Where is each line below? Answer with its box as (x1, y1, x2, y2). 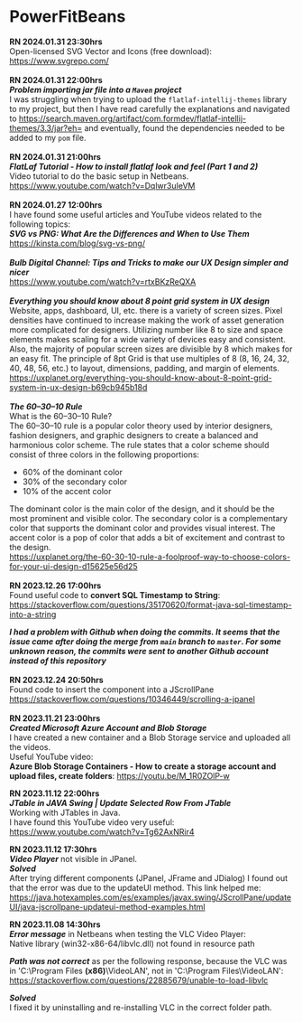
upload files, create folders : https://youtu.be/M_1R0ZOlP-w (9, 770, 230, 781)
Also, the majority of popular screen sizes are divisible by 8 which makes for (9, 343, 293, 354)
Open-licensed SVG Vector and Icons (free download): (9, 45, 213, 56)
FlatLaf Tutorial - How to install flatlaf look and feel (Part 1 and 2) (9, 161, 259, 172)
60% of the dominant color (22, 466, 124, 477)
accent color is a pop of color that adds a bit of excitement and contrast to (9, 531, 286, 543)
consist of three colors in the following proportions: (9, 449, 200, 460)
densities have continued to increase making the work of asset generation (9, 314, 285, 325)
